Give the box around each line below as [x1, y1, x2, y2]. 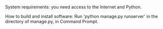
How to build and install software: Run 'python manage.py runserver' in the [5, 14, 158, 19]
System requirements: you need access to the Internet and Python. [5, 4, 142, 10]
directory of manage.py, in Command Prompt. [5, 19, 99, 24]
